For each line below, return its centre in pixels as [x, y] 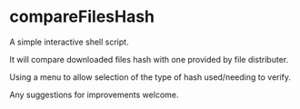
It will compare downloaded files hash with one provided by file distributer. [149, 59]
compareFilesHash [82, 17]
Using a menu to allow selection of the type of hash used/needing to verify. [150, 77]
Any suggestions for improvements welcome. [94, 94]
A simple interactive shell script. [69, 42]
